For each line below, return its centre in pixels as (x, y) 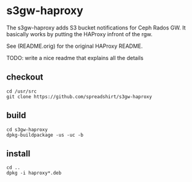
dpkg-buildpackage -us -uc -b (45, 135)
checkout (25, 77)
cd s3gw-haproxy (27, 129)
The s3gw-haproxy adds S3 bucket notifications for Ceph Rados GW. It (96, 28)
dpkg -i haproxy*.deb (34, 173)
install (18, 154)
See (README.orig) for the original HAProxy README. (75, 46)
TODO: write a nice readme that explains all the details (75, 58)
